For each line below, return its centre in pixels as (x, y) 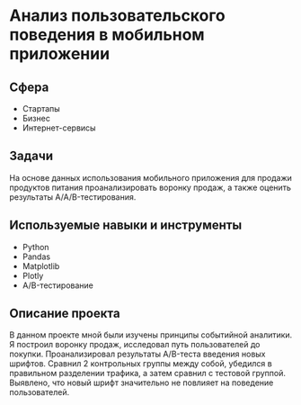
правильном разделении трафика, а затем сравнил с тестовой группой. (147, 373)
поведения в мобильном (107, 35)
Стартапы (41, 108)
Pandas (36, 256)
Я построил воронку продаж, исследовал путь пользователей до (135, 345)
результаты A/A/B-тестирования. (73, 197)
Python (35, 247)
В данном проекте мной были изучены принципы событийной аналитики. (151, 335)
